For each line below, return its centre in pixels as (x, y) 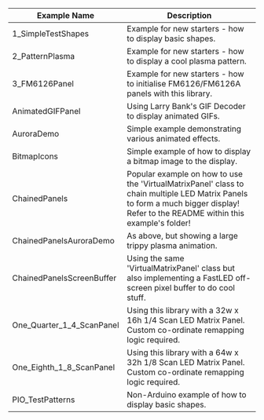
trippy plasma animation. (172, 245)
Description (189, 15)
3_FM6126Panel (43, 84)
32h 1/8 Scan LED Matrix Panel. (186, 362)
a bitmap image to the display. (182, 161)
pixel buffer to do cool (195, 288)
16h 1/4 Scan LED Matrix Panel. (186, 320)
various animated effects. (174, 139)
